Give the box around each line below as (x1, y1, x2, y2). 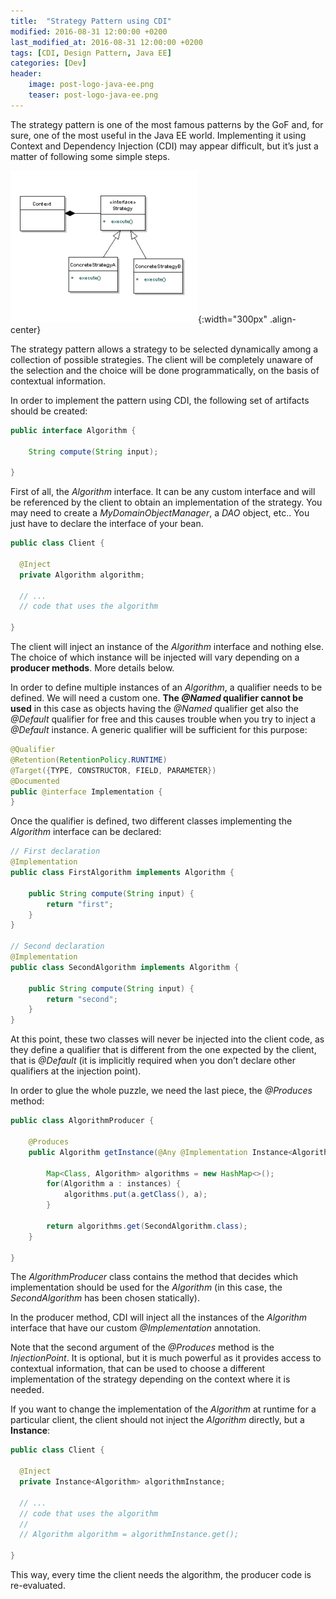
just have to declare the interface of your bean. (10, 518, 204, 530)
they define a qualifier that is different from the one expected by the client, (10, 1044, 317, 1056)
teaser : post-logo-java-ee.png (28, 90, 159, 100)
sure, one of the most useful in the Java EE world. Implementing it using (10, 129, 307, 141)
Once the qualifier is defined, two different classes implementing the (10, 815, 293, 827)
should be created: (10, 405, 88, 417)
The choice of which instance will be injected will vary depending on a (10, 651, 300, 663)
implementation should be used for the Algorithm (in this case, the (10, 1281, 283, 1294)
